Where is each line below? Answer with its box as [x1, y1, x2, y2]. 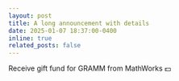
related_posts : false [8, 42, 81, 50]
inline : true [8, 34, 52, 43]
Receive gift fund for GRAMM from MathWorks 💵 [8, 63, 172, 73]
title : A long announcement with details [8, 19, 150, 27]
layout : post [8, 11, 52, 20]
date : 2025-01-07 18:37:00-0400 [8, 26, 117, 34]
